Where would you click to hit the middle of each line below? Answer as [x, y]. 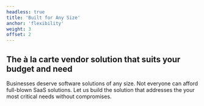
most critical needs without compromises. [59, 96]
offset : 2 [19, 35]
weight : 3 [19, 29]
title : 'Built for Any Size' [43, 18]
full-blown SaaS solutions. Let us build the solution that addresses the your [101, 90]
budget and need [39, 69]
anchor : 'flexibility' [35, 23]
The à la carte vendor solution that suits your [93, 59]
